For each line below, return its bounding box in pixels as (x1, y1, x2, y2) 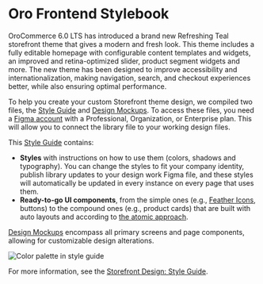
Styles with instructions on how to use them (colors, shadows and (19, 152, 236, 163)
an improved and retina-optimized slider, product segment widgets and (8, 56, 240, 66)
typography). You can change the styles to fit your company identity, (19, 161, 245, 171)
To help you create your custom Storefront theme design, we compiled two (8, 97, 253, 106)
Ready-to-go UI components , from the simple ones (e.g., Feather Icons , (19, 195, 256, 205)
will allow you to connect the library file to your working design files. (8, 122, 231, 132)
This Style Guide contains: (8, 137, 94, 147)
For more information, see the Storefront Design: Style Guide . (8, 267, 208, 276)
